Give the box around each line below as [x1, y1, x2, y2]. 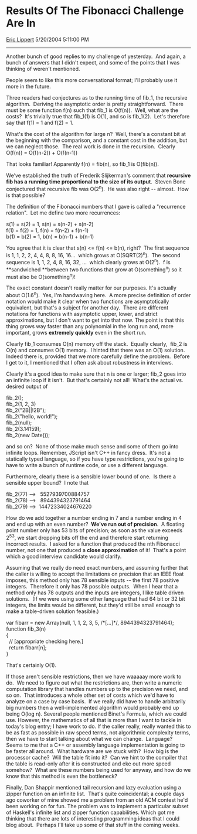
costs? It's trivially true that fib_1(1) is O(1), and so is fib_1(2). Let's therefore [6, 113, 190, 120]
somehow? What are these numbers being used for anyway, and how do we [6, 766, 191, 773]
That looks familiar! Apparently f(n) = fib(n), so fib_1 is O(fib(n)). [6, 160, 159, 168]
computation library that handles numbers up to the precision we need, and [6, 685, 188, 692]
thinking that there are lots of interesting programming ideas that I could [6, 815, 180, 822]
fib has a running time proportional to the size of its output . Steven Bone [6, 178, 186, 185]
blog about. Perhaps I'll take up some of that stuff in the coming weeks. [6, 821, 180, 828]
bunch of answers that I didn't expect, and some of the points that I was [6, 59, 180, 66]
